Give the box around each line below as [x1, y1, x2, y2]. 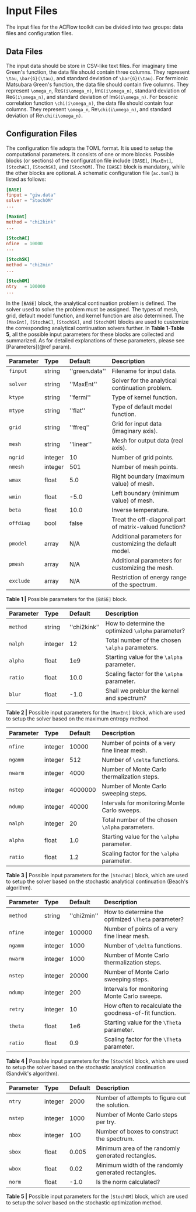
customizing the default [111, 540, 177, 548]
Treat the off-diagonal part [111, 515, 185, 523]
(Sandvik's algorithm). [6, 1070, 60, 1077]
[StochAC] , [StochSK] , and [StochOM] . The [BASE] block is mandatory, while [6, 163, 185, 170]
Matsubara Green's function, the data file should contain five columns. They [6, 81, 189, 88]
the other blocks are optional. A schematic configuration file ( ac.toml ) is [6, 169, 179, 176]
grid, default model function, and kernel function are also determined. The [6, 312, 184, 319]
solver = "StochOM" [6, 198, 54, 204]
